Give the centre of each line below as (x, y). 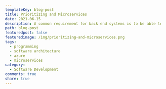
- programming (24, 46)
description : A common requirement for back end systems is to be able (80, 23)
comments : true (21, 74)
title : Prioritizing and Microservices (46, 14)
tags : (11, 42)
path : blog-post (22, 28)
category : (15, 65)
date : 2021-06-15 (23, 19)
